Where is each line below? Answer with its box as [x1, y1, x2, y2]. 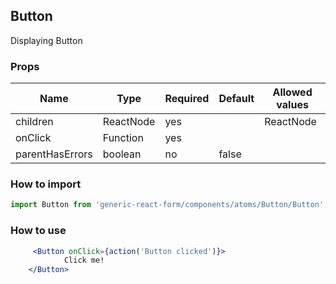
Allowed [272, 85, 313, 99]
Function [102, 131, 144, 145]
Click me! [63, 255, 105, 266]
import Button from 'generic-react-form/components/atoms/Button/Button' [10, 200, 325, 210]
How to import [10, 177, 82, 191]
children [15, 115, 54, 129]
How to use [10, 224, 67, 238]
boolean [102, 147, 142, 161]
